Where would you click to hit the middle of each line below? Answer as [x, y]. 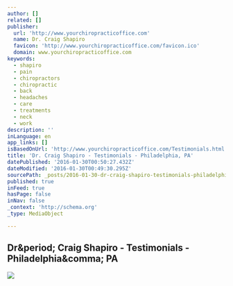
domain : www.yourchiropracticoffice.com [72, 53]
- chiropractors [37, 78]
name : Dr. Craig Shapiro [49, 40]
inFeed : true [26, 188]
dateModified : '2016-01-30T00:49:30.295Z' [69, 168]
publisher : [23, 26]
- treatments [32, 110]
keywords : [21, 59]
